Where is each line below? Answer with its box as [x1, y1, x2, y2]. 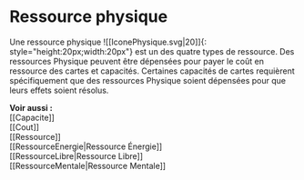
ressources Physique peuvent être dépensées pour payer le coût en [9, 55, 264, 66]
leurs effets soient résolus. [9, 85, 109, 95]
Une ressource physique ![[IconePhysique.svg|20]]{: [9, 36, 208, 47]
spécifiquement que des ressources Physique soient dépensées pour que [9, 75, 287, 85]
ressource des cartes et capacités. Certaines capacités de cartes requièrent [9, 65, 296, 76]
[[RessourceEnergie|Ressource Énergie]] [9, 141, 163, 152]
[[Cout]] [9, 121, 39, 133]
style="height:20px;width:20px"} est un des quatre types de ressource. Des [9, 45, 295, 56]
